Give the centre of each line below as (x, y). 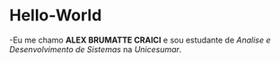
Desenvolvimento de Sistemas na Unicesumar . (96, 49)
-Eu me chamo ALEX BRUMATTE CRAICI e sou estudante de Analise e (140, 40)
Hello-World (56, 15)
